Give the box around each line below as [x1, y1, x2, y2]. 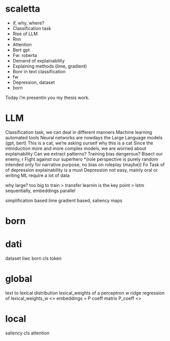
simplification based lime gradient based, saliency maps [5, 197, 123, 203]
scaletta [5, 3, 41, 15]
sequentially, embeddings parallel [5, 188, 76, 194]
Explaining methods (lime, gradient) [12, 63, 87, 69]
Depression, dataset [12, 79, 55, 85]
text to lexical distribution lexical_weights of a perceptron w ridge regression [5, 290, 165, 296]
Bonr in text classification [12, 68, 66, 74]
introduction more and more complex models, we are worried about [5, 145, 147, 151]
